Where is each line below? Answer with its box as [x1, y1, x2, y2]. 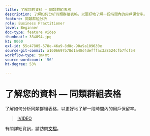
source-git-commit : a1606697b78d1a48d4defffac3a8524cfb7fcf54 [5, 48, 135, 53]
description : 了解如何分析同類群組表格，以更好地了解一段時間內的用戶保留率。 [5, 12, 148, 17]
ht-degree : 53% [5, 62, 36, 67]
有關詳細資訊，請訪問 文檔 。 [5, 126, 61, 132]
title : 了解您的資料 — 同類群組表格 [5, 7, 71, 12]
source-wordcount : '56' [5, 57, 54, 62]
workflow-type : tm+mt [5, 52, 50, 58]
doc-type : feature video [5, 30, 56, 35]
